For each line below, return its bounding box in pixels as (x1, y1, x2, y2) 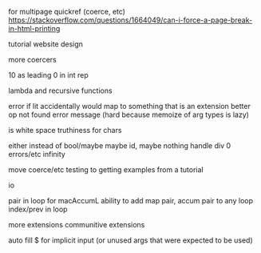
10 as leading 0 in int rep (8, 70, 89, 79)
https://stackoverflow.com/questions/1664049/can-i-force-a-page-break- (8, 15, 253, 25)
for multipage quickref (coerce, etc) (8, 7, 126, 16)
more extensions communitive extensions (8, 220, 145, 229)
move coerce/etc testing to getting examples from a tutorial (8, 165, 204, 175)
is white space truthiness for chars (8, 126, 122, 135)
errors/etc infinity (8, 150, 65, 159)
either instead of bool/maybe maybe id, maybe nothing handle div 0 (8, 141, 231, 151)
